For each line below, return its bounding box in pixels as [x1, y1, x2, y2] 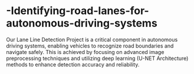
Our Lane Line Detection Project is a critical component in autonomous [6, 36, 178, 43]
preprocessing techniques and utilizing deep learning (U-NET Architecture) [6, 55, 189, 62]
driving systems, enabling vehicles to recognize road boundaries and [6, 42, 174, 49]
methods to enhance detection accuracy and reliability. [6, 60, 140, 68]
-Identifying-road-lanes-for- [6, 4, 149, 18]
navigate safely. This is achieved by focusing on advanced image [6, 48, 165, 55]
